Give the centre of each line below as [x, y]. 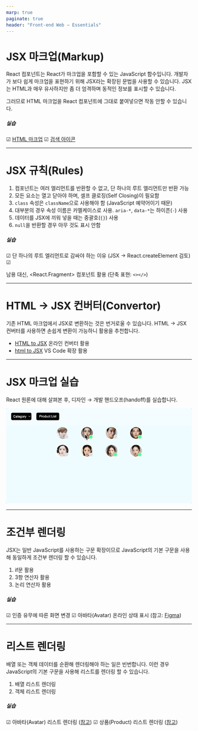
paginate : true [25, 19]
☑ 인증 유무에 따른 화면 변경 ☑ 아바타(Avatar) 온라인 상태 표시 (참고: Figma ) [94, 615]
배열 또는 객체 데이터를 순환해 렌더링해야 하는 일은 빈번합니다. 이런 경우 [88, 664]
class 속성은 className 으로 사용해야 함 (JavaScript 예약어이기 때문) [93, 203]
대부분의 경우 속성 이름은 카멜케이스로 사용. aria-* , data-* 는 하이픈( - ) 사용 [101, 210]
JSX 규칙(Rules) [45, 171]
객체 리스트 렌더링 [35, 691]
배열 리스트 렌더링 [35, 684]
